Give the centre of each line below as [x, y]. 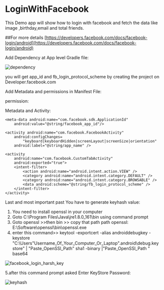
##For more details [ [26, 37]
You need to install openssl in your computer [57, 212]
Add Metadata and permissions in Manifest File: [53, 91]
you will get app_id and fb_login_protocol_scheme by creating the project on [82, 76]
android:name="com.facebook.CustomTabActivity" [63, 158]
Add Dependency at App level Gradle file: [47, 57]
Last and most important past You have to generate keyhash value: [73, 202]
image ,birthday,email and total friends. [45, 28]
